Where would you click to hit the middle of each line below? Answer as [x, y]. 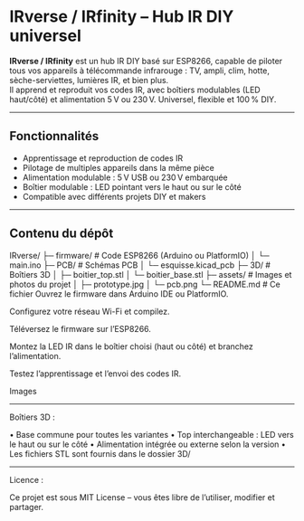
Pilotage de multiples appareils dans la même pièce [118, 167]
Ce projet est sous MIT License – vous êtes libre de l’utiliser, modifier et [142, 497]
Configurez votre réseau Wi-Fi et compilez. [90, 311]
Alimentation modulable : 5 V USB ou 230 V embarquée [125, 177]
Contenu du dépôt [62, 234]
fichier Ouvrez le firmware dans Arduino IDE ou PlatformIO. [119, 294]
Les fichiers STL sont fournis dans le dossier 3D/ [100, 453]
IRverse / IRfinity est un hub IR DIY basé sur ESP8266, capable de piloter [146, 61]
